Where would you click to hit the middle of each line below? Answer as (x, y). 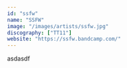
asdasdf (19, 58)
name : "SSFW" (26, 20)
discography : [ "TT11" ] (39, 33)
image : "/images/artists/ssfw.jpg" (58, 26)
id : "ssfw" (23, 13)
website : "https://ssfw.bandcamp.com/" (64, 39)
